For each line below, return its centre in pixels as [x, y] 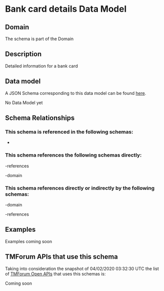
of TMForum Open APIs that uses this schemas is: [56, 274]
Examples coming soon [29, 241]
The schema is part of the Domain [39, 39]
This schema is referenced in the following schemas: [69, 132]
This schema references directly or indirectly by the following [80, 188]
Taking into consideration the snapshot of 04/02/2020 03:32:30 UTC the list [82, 269]
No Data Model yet [24, 102]
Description [23, 54]
